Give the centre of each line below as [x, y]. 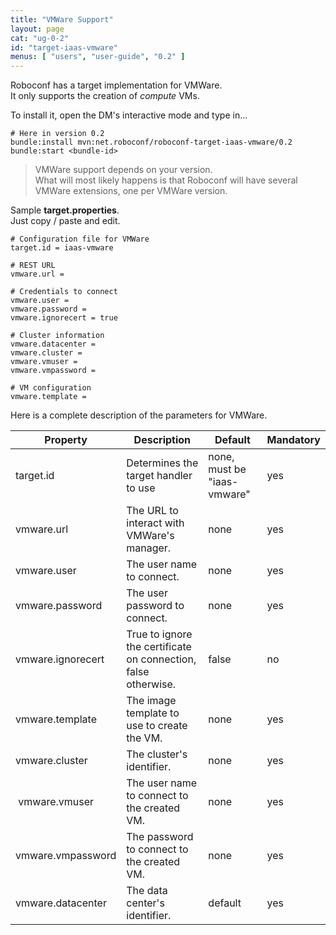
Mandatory [293, 440]
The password [160, 837]
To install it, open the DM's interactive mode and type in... [129, 115]
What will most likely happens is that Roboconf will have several [166, 180]
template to [153, 713]
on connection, [161, 659]
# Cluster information [57, 336]
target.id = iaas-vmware [62, 248]
